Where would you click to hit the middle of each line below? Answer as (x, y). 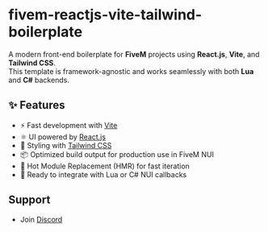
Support (29, 200)
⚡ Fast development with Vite (69, 125)
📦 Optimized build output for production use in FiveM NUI (117, 154)
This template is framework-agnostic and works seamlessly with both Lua (131, 71)
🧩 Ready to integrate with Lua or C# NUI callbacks (103, 174)
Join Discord (41, 219)
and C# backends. (39, 80)
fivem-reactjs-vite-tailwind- (105, 15)
